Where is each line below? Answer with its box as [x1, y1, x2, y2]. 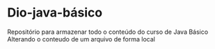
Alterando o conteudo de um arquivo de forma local [7, 35, 155, 43]
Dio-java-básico [7, 5, 103, 21]
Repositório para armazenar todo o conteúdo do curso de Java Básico [7, 28, 209, 36]
